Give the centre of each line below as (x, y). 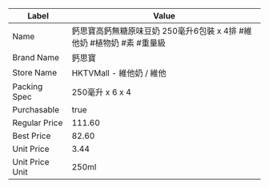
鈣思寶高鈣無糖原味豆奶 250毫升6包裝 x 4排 (155, 31)
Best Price (32, 136)
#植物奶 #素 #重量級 (127, 43)
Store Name (35, 73)
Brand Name (36, 57)
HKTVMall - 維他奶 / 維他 (119, 73)
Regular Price (38, 123)
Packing (28, 86)
